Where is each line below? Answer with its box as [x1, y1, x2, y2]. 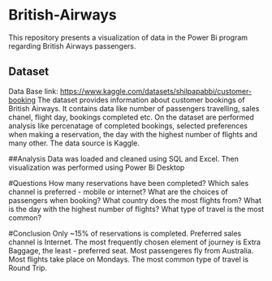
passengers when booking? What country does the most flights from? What [8, 195, 261, 205]
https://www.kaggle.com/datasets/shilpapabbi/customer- [59, 86, 253, 96]
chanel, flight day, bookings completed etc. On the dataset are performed [8, 112, 254, 122]
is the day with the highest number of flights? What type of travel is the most [8, 204, 265, 214]
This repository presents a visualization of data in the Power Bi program [8, 32, 248, 42]
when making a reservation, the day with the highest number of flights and [8, 129, 258, 139]
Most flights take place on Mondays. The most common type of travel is [8, 254, 249, 264]
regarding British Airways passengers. [8, 41, 136, 50]
